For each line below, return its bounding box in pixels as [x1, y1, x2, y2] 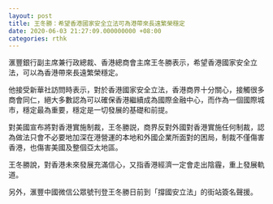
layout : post [8, 11, 53, 20]
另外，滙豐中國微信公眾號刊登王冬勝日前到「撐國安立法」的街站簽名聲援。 [8, 187, 258, 197]
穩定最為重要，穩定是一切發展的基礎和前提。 [22, 105, 172, 115]
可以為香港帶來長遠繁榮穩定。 [22, 68, 123, 78]
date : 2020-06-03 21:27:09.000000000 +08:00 [8, 27, 162, 35]
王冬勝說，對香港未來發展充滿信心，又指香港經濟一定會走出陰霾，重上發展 [8, 159, 258, 170]
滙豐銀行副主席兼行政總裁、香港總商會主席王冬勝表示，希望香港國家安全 [8, 57, 250, 67]
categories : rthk [8, 34, 67, 43]
